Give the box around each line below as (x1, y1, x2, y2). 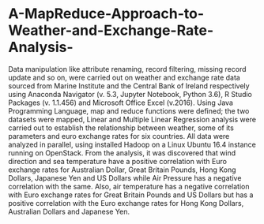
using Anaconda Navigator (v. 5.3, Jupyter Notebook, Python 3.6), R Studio (8, 89, 253, 99)
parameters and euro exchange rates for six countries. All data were (8, 131, 230, 140)
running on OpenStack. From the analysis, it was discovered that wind (8, 147, 236, 158)
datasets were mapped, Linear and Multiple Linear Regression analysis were (8, 114, 257, 124)
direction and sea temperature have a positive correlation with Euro (8, 156, 228, 166)
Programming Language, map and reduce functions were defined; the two (8, 106, 250, 115)
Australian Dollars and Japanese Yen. (8, 207, 130, 216)
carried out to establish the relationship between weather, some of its (8, 123, 235, 133)
